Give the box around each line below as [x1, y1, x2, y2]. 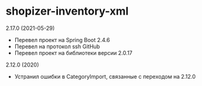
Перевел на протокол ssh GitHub [14, 43, 100, 50]
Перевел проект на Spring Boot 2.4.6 [14, 36, 110, 43]
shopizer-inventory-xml [5, 4, 129, 18]
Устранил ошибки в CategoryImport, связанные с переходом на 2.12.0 [14, 73, 196, 80]
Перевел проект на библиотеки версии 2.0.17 [14, 49, 133, 56]
